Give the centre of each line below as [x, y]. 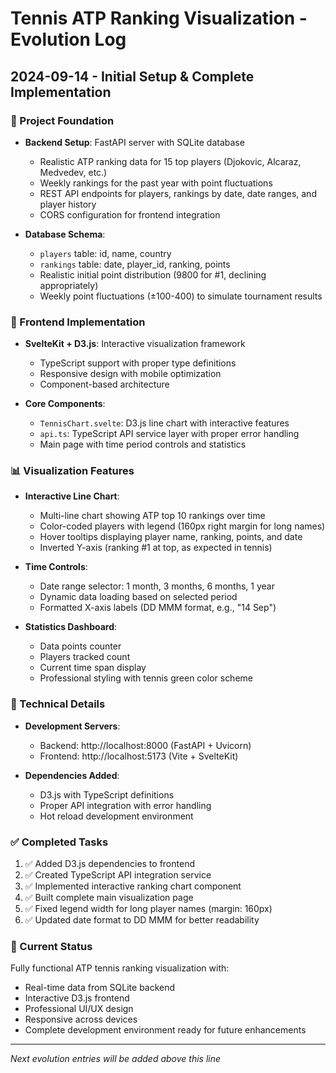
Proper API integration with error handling [125, 805]
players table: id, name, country [105, 253]
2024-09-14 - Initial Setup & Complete [132, 76]
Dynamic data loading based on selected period [138, 597]
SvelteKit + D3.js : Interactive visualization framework [135, 344]
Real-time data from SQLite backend [100, 988]
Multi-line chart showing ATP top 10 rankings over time [152, 516]
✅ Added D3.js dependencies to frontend [109, 864]
